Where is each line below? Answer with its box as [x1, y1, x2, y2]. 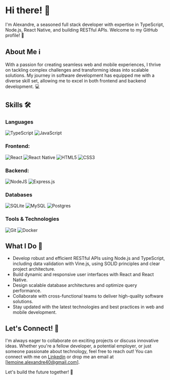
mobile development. [12, 309, 57, 315]
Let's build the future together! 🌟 [5, 369, 74, 375]
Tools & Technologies [5, 216, 59, 223]
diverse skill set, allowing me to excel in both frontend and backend [5, 77, 146, 83]
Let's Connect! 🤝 [5, 324, 59, 333]
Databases [5, 191, 32, 198]
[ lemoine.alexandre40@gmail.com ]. [5, 359, 80, 365]
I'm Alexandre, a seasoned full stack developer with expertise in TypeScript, [5, 21, 164, 27]
